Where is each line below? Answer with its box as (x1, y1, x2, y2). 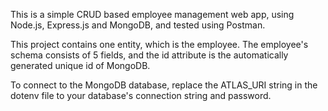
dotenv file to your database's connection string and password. (10, 90, 272, 101)
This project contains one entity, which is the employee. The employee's (10, 39, 309, 50)
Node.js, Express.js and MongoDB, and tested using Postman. (10, 19, 266, 31)
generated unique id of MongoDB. (10, 60, 151, 71)
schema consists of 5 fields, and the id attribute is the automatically (10, 49, 289, 61)
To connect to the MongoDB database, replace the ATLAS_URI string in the (10, 79, 318, 91)
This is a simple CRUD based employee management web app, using (10, 9, 295, 20)
